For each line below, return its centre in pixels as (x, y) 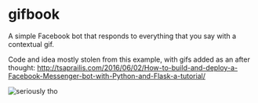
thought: (22, 67)
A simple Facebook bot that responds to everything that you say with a (122, 36)
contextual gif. (31, 44)
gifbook (34, 14)
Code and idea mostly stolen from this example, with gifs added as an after (129, 59)
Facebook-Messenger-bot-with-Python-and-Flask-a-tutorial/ (107, 76)
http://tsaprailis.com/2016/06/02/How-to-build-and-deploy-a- (137, 67)
